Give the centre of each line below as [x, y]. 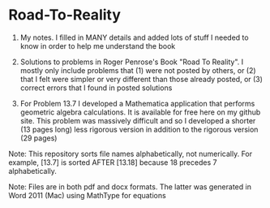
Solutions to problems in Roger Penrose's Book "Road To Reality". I [132, 62]
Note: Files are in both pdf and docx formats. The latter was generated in [130, 186]
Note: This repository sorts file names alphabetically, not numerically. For [131, 154]
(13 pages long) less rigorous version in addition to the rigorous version [139, 129]
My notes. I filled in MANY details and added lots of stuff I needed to [134, 37]
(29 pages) [39, 138]
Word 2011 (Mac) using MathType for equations [87, 195]
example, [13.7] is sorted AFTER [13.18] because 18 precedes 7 [113, 162]
